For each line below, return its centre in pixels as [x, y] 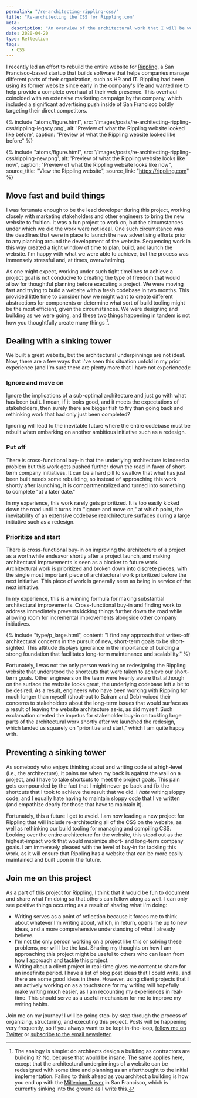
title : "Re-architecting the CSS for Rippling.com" [70, 17]
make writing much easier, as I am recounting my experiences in [92, 991]
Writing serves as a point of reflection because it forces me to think [96, 916]
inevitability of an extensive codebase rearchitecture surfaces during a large [98, 515]
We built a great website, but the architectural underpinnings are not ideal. [96, 355]
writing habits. [32, 1004]
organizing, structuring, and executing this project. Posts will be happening [96, 1021]
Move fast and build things [56, 196]
